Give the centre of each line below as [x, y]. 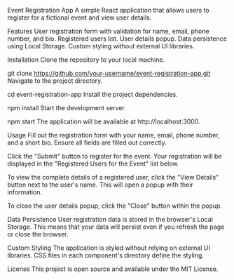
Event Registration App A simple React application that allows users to [108, 10]
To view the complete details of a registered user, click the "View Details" [113, 177]
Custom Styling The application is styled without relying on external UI [109, 248]
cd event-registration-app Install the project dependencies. [92, 94]
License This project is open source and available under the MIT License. [113, 269]
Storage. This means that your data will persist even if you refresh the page [116, 227]
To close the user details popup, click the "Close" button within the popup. [115, 206]
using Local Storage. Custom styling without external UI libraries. [101, 46]
